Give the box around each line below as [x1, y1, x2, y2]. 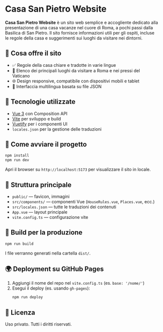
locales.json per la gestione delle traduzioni [12, 126, 102, 132]
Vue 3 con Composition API [12, 111, 68, 117]
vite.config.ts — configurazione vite [12, 214, 89, 220]
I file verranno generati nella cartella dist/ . [5, 250, 91, 256]
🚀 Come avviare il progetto [5, 140, 87, 148]
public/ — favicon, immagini [12, 194, 70, 199]
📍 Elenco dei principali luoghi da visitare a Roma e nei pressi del [12, 67, 140, 74]
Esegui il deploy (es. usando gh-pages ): [12, 285, 90, 291]
